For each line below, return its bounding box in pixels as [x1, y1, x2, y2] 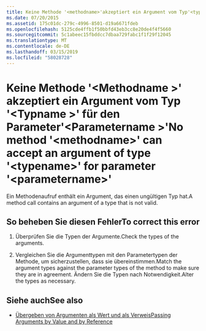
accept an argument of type [6, 146, 151, 160]
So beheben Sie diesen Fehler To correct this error [6, 216, 200, 227]
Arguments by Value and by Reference [15, 318, 113, 325]
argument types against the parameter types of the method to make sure [15, 264, 200, 272]
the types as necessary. [15, 277, 76, 285]
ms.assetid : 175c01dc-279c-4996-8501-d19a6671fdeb [6, 20, 139, 26]
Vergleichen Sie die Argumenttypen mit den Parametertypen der [15, 251, 178, 259]
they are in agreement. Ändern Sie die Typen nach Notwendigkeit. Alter [15, 271, 194, 278]
